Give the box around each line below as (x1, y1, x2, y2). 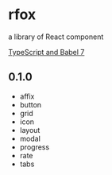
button (19, 99, 42, 109)
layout (19, 125, 41, 134)
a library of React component (8, 32, 104, 41)
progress (19, 142, 50, 152)
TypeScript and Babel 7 (8, 47, 85, 56)
